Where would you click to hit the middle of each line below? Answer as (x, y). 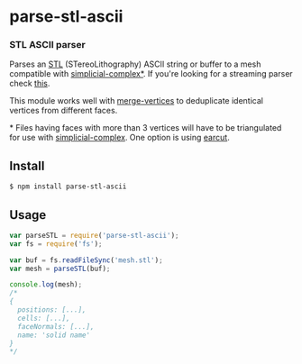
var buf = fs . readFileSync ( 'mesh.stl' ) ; (87, 260)
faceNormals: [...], (56, 326)
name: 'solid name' (54, 335)
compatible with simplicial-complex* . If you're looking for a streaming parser (151, 74)
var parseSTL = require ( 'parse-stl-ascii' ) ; (94, 235)
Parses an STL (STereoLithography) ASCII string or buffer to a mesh (135, 64)
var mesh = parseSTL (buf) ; (60, 268)
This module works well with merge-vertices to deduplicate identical (137, 101)
